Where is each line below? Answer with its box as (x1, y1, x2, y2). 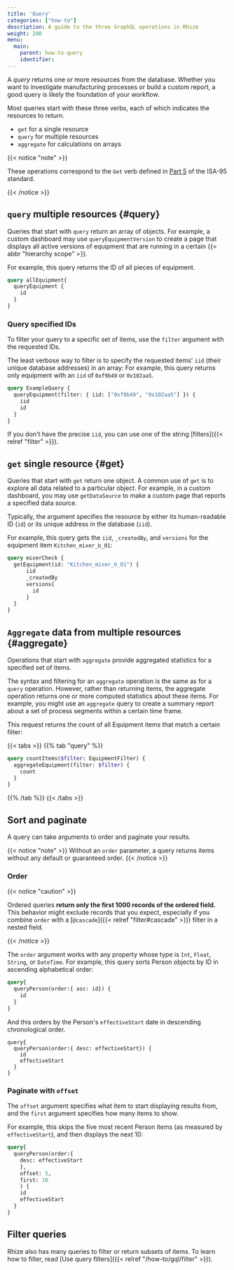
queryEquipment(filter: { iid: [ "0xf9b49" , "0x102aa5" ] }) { (13, 391, 196, 399)
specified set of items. (7, 663, 72, 671)
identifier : (20, 56, 55, 63)
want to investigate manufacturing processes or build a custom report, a (7, 82, 216, 91)
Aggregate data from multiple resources (7, 626, 181, 638)
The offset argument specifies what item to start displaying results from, (7, 1102, 219, 1110)
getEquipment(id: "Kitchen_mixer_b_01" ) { (13, 561, 139, 569)
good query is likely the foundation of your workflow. (7, 90, 160, 98)
